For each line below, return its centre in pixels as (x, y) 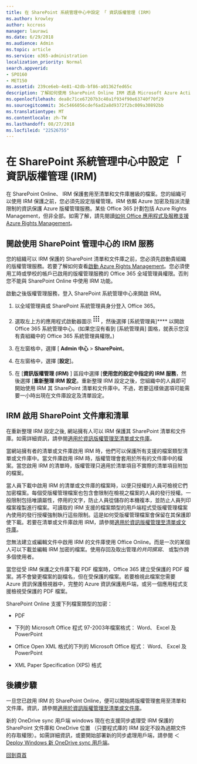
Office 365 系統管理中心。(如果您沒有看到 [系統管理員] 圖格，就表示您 (99, 329)
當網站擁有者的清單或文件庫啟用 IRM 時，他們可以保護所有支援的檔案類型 (94, 451)
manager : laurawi (27, 31)
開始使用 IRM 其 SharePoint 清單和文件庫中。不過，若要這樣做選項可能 (99, 388)
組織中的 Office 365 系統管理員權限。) (70, 336)
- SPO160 (17, 74)
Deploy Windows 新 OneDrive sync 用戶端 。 (60, 742)
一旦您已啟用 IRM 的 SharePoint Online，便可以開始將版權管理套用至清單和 (96, 701)
